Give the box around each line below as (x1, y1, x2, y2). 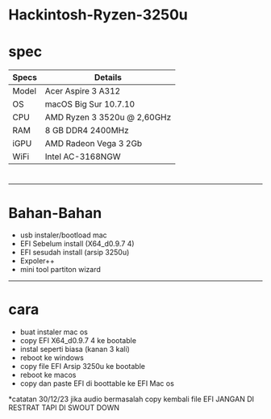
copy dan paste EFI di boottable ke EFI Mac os (19, 379, 175, 388)
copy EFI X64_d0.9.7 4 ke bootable (19, 336, 137, 346)
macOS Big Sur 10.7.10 (44, 98, 135, 110)
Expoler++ (19, 256, 55, 266)
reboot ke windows (19, 353, 85, 362)
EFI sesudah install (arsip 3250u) (19, 248, 130, 258)
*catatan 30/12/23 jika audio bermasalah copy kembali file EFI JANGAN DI (8, 394, 255, 404)
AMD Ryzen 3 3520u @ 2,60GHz (44, 111, 172, 123)
